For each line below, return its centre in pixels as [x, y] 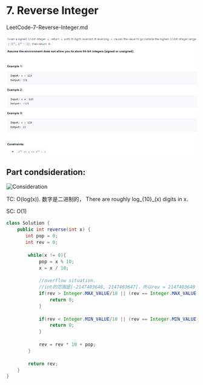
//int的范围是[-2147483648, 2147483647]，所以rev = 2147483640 [117, 287]
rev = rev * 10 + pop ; [67, 344]
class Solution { [28, 223]
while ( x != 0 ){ [47, 255]
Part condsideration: [46, 172]
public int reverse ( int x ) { [54, 230]
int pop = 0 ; [42, 236]
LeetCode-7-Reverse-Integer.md [47, 27]
